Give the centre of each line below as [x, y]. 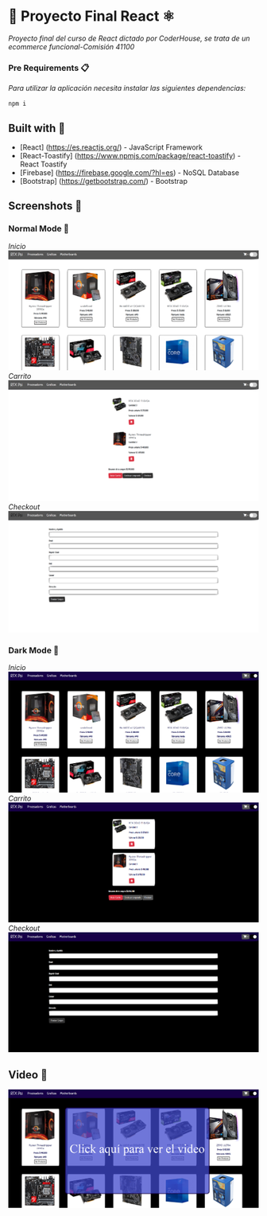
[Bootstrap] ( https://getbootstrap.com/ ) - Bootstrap [104, 181]
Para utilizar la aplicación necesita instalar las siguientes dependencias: [127, 88]
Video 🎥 [28, 1075]
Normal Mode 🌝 [39, 228]
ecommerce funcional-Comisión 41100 [72, 46]
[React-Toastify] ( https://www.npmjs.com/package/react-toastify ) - [130, 156]
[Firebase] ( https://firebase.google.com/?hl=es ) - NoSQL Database [130, 173]
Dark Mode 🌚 [34, 650]
